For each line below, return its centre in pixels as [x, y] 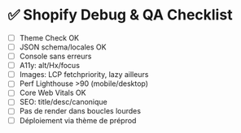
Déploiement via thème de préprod [78, 120]
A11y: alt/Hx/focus [50, 66]
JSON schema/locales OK [63, 47]
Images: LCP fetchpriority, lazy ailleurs [84, 75]
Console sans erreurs [55, 56]
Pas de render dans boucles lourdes [80, 111]
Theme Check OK [49, 37]
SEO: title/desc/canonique [63, 102]
